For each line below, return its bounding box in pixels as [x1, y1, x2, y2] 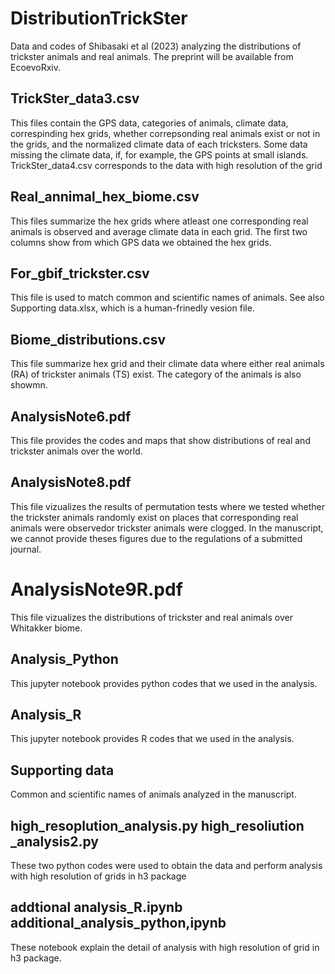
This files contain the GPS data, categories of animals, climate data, [10, 117, 289, 129]
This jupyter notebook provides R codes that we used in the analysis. [10, 733, 295, 745]
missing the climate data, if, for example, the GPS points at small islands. [10, 148, 309, 161]
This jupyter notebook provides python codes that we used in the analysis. [10, 677, 318, 689]
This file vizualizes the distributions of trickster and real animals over [10, 611, 293, 623]
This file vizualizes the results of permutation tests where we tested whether [10, 500, 325, 512]
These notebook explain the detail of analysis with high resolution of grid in [10, 941, 320, 953]
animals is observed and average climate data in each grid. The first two [10, 225, 308, 237]
